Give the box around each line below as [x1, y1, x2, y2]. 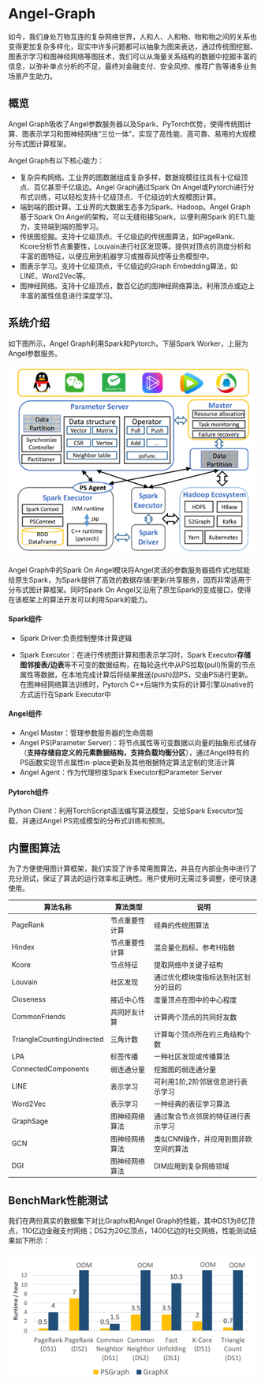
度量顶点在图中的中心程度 [153, 995, 237, 1004]
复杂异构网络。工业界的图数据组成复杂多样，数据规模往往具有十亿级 [19, 172, 241, 182]
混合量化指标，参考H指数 [153, 943, 235, 952]
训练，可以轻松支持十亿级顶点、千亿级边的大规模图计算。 [33, 192, 221, 201]
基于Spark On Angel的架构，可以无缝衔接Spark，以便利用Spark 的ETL [19, 212, 248, 221]
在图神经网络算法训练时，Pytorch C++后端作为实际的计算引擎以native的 [19, 680, 254, 689]
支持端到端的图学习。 [33, 222, 103, 231]
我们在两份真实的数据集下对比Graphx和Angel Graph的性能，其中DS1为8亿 [8, 1216, 248, 1226]
